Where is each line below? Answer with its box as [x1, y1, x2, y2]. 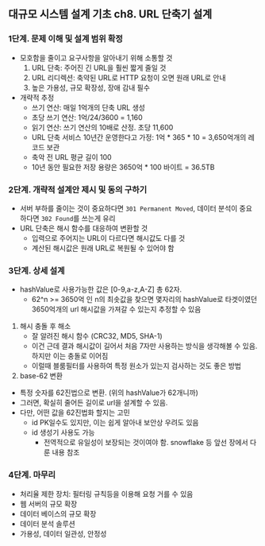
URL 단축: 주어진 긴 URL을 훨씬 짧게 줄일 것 [31, 63, 167, 72]
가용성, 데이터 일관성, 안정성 [19, 529, 107, 538]
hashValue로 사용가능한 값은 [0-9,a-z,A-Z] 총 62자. [19, 285, 182, 294]
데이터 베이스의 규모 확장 [19, 509, 97, 518]
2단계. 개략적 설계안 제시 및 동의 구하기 [8, 184, 148, 195]
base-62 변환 [19, 371, 63, 381]
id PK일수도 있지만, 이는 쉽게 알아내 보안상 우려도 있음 [31, 418, 199, 428]
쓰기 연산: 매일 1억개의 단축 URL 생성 [31, 103, 145, 112]
